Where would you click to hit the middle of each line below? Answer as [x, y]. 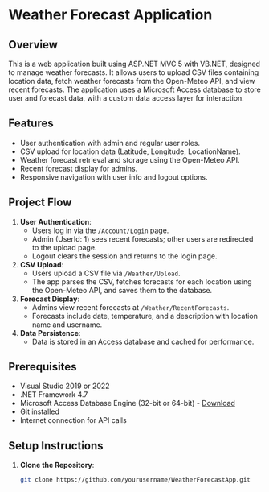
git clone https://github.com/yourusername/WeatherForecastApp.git [135, 480]
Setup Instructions [56, 446]
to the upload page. [64, 247]
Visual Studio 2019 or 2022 [65, 386]
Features [31, 124]
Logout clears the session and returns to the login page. [124, 256]
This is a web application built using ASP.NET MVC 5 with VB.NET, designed [134, 64]
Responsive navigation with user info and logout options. [114, 177]
